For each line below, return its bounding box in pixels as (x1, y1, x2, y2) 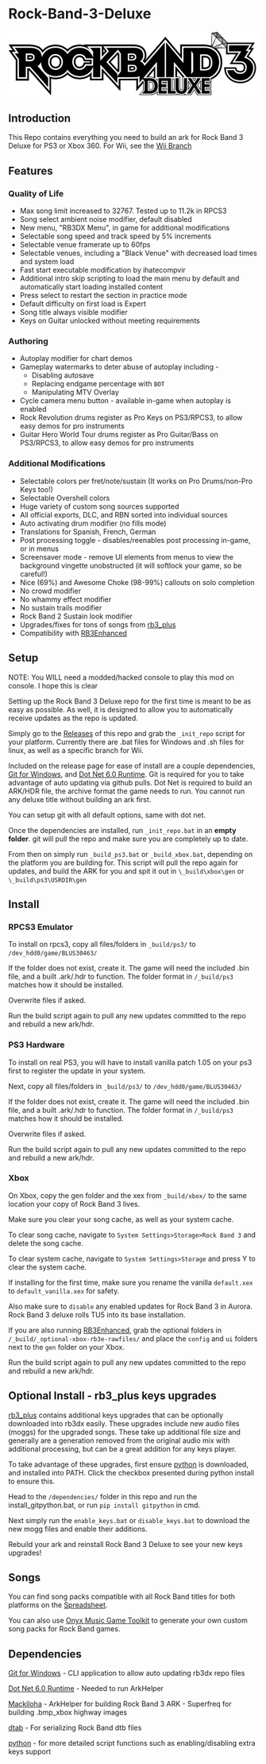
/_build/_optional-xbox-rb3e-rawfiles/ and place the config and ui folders (8, 1333, 258, 1343)
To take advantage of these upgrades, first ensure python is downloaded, (8, 1460, 249, 1469)
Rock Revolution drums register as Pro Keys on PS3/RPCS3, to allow (19, 413, 243, 422)
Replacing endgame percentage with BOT (31, 379, 165, 389)
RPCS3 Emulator (8, 921, 74, 932)
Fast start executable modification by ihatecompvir (19, 266, 187, 275)
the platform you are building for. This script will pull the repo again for (8, 858, 238, 867)
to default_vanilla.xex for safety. (8, 1285, 120, 1296)
